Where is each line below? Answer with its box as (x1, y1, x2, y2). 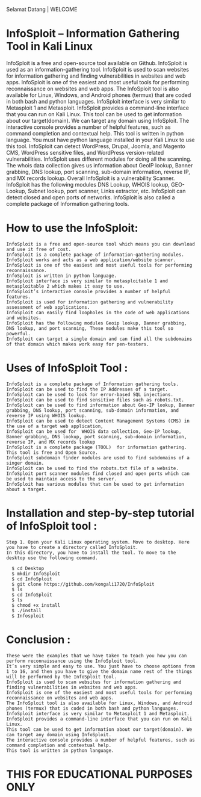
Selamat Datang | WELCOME (6, 6, 78, 13)
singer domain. (6, 460, 45, 466)
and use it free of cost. (6, 246, 71, 252)
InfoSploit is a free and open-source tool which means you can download (6, 241, 196, 247)
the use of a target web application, (6, 423, 104, 429)
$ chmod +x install (11, 602, 61, 608)
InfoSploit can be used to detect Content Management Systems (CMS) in (6, 418, 190, 424)
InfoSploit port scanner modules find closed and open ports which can (6, 470, 190, 477)
